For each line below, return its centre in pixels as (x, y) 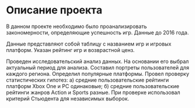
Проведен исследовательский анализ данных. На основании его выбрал (97, 61)
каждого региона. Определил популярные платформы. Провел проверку (97, 74)
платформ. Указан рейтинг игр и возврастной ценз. (70, 50)
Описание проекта (54, 10)
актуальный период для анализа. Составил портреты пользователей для (97, 67)
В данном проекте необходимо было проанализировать (77, 26)
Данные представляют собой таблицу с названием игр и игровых (89, 44)
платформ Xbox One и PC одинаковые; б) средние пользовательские (93, 86)
